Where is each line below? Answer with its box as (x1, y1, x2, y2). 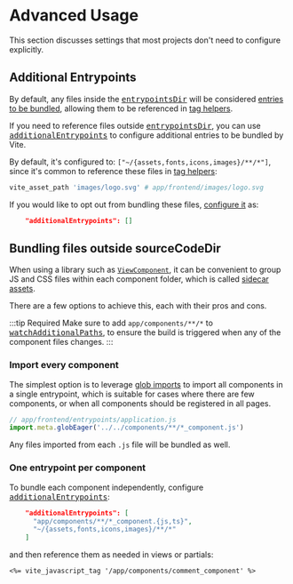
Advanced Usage (9, 5, 139, 26)
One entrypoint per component (9, 461, 146, 474)
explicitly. (9, 44, 44, 54)
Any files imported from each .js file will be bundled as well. (9, 439, 231, 450)
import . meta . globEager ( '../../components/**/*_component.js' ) (9, 423, 244, 432)
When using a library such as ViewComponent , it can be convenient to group (9, 264, 281, 276)
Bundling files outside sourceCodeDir (9, 241, 221, 256)
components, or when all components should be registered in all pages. (9, 397, 272, 409)
